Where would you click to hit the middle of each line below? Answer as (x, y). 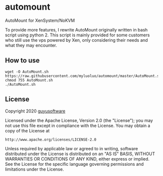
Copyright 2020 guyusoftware (35, 111)
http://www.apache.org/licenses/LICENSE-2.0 (51, 140)
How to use (22, 60)
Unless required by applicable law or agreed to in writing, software (72, 148)
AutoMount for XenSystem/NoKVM (40, 20)
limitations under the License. (34, 169)
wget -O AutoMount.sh (27, 72)
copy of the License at (27, 130)
